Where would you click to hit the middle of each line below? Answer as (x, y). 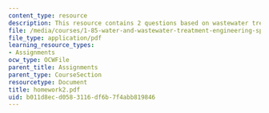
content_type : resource (48, 16)
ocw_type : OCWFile (39, 60)
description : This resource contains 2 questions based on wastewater (128, 23)
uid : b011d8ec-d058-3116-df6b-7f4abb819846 (82, 97)
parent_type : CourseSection (55, 75)
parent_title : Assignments (53, 68)
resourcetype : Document (48, 82)
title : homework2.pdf (44, 90)
